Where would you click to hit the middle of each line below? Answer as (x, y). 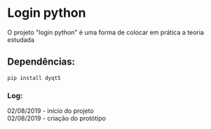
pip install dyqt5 (34, 78)
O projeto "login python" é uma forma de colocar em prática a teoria (106, 32)
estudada (21, 39)
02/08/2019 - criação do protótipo (57, 118)
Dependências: (41, 62)
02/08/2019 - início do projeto (51, 111)
